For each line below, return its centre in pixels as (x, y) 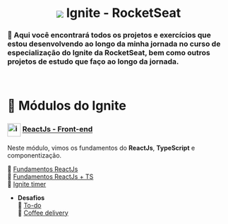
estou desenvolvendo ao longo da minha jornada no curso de (114, 44)
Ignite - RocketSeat (124, 13)
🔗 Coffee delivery (43, 213)
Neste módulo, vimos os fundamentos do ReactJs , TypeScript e (101, 148)
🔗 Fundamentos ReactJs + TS (50, 176)
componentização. (35, 155)
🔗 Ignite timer (27, 184)
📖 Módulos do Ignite (67, 106)
